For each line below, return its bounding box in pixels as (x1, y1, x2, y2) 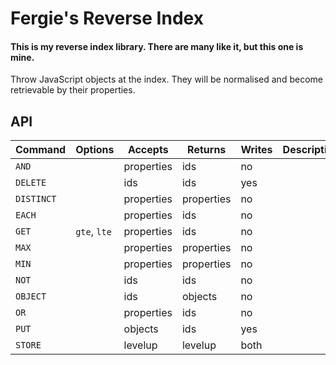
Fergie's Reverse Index (10, 7, 204, 30)
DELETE (15, 177, 47, 189)
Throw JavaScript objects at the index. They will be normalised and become (10, 73, 323, 86)
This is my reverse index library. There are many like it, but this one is (10, 40, 304, 52)
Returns (187, 143, 227, 157)
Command (15, 143, 67, 157)
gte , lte (75, 225, 112, 239)
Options (75, 143, 115, 157)
